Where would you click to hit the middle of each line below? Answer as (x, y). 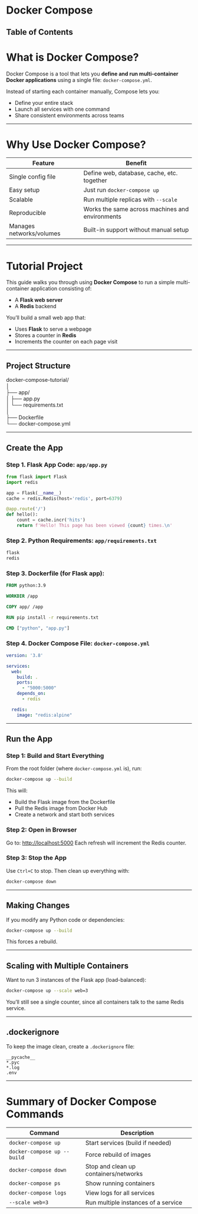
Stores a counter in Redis (45, 335)
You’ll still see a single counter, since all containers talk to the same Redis (95, 1002)
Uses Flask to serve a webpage (53, 329)
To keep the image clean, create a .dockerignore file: (70, 1046)
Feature (43, 163)
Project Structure (38, 366)
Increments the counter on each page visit (66, 342)
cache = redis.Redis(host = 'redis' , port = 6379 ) (64, 499)
